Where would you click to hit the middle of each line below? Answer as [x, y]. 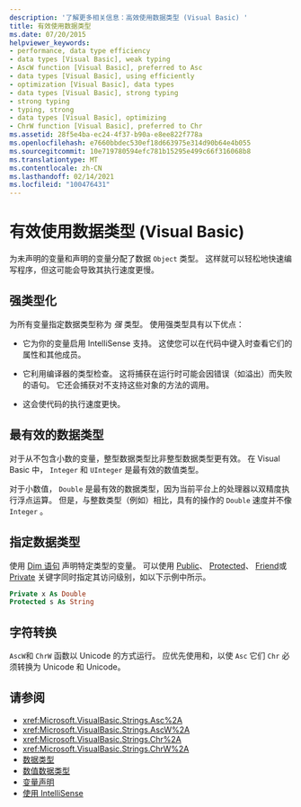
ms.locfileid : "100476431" [60, 185]
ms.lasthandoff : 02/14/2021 [62, 176]
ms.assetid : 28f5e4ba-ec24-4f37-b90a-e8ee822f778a [106, 135]
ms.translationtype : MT [54, 160]
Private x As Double [48, 594]
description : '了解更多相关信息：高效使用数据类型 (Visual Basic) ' [129, 18]
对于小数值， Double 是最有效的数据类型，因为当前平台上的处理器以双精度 [146, 488]
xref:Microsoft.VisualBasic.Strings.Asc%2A [102, 720]
